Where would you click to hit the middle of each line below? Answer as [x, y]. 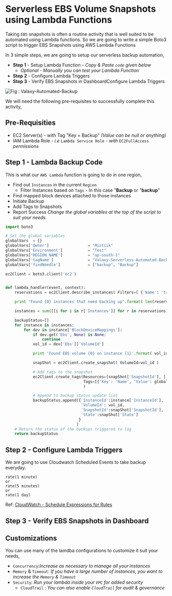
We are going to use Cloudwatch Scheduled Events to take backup [76, 462]
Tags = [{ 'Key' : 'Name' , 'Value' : [118, 381]
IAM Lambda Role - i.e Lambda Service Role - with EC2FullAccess [81, 141]
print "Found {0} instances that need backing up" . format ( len [83, 302]
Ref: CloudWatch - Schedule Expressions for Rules [59, 505]
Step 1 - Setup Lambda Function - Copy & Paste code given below [82, 65]
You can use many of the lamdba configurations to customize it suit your [82, 551]
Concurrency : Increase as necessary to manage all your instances [81, 566]
